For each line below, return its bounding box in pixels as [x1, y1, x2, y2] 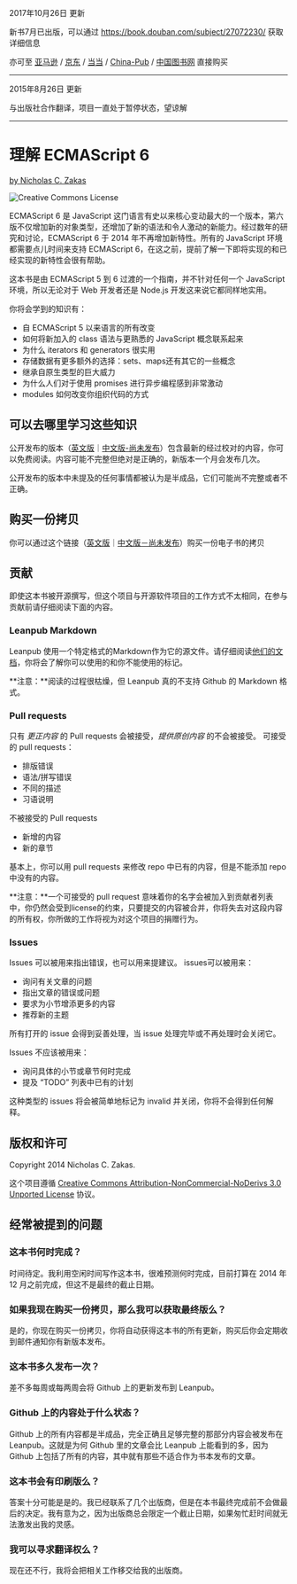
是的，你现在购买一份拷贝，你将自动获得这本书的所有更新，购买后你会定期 [9, 1325, 280, 1336]
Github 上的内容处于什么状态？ [9, 1407, 141, 1419]
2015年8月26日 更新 [9, 83, 82, 94]
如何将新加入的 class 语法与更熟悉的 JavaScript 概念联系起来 [21, 333, 244, 344]
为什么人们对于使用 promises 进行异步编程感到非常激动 [21, 378, 224, 388]
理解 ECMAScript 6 [9, 145, 150, 166]
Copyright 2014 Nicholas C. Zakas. [9, 1159, 136, 1170]
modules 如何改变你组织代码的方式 [21, 388, 149, 399]
